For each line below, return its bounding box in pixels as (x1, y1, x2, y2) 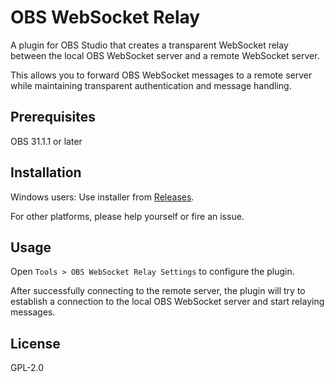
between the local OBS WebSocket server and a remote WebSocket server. (10, 49, 320, 61)
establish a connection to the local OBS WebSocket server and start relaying (10, 296, 325, 308)
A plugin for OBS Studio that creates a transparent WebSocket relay (10, 39, 289, 51)
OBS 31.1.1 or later (10, 135, 83, 147)
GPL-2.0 (10, 362, 45, 374)
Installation (10, 164, 82, 181)
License (10, 335, 61, 352)
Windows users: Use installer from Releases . (10, 191, 195, 203)
